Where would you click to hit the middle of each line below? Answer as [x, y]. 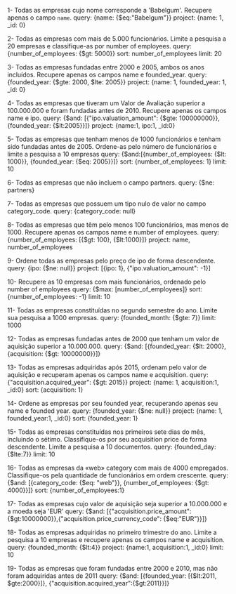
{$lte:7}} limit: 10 [31, 454]
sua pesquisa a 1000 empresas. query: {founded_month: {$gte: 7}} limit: [112, 318]
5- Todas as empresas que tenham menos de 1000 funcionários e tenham [114, 139]
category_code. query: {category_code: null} [72, 211]
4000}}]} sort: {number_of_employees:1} [66, 490]
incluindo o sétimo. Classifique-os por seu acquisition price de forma [107, 439]
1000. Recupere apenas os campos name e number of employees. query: [113, 232]
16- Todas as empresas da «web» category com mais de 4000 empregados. [118, 468]
